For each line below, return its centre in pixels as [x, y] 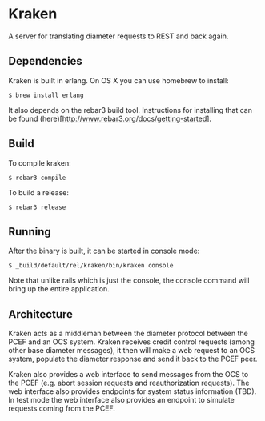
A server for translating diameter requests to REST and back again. [118, 36]
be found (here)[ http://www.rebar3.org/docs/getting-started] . [110, 118]
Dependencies [45, 61]
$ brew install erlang [46, 95]
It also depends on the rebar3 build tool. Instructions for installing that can [130, 110]
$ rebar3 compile [37, 178]
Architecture [41, 314]
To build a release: [39, 192]
